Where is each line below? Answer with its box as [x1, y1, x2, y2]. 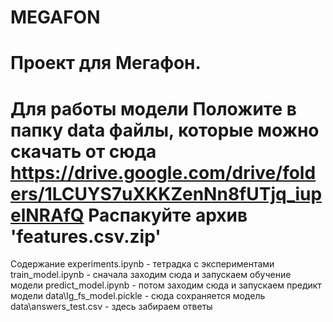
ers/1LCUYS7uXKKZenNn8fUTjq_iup [10, 182, 323, 205]
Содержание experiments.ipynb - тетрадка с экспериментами [10, 258, 275, 270]
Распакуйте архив [88, 204, 248, 226]
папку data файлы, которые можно [10, 119, 320, 141]
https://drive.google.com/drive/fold [10, 161, 317, 184]
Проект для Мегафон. [10, 52, 202, 75]
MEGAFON [10, 6, 101, 29]
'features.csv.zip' [10, 225, 162, 248]
